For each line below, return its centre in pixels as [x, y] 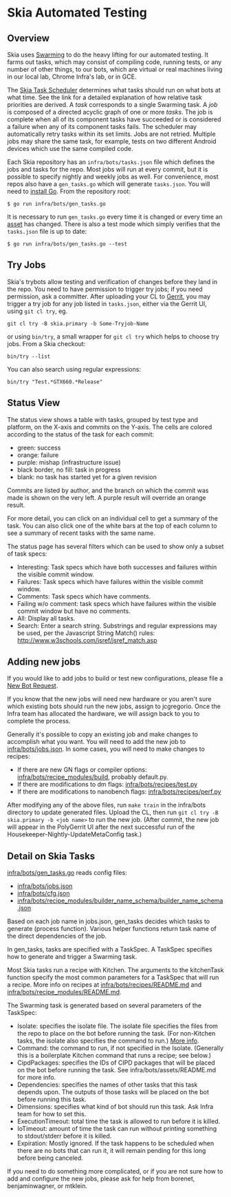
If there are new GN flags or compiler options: [82, 770]
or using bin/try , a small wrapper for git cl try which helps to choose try [113, 336]
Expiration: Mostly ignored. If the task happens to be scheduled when [115, 1143]
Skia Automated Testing [77, 13]
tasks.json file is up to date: [47, 231]
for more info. [36, 1078]
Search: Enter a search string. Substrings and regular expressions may [117, 625]
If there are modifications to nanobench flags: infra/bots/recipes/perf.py [119, 792]
